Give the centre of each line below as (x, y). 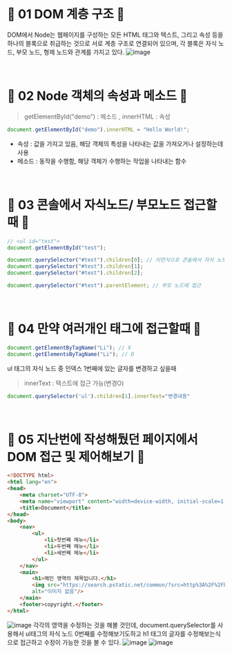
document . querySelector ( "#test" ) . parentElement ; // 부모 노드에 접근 (104, 286)
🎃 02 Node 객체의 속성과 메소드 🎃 (97, 96)
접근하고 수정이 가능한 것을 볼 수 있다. (70, 642)
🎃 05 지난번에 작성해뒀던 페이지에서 (103, 439)
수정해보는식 (204, 634)
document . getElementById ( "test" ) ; (57, 248)
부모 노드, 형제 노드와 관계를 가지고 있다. (70, 52)
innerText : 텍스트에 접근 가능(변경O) (74, 383)
